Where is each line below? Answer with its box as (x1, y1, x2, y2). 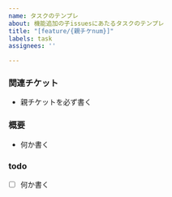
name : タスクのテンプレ (8, 11, 79, 20)
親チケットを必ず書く (19, 97, 92, 107)
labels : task (8, 34, 53, 43)
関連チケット (8, 78, 59, 89)
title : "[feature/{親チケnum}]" (8, 27, 114, 35)
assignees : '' (8, 42, 57, 50)
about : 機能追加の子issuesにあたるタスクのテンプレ (8, 19, 165, 28)
